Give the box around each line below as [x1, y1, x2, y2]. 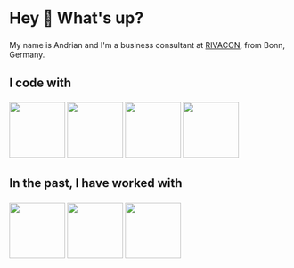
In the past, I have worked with [9, 175, 183, 191]
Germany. [9, 49, 45, 61]
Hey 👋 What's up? [9, 8, 144, 28]
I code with [9, 75, 72, 90]
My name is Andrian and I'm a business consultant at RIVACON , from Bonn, [9, 40, 286, 51]
